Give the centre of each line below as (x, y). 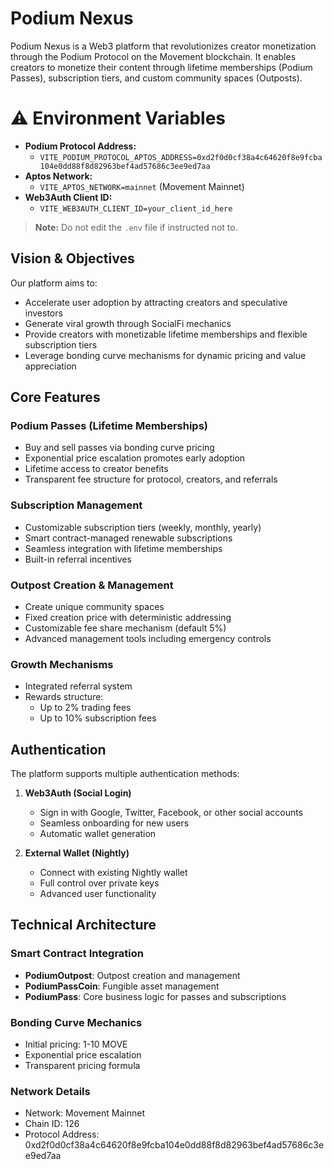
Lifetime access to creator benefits (96, 469)
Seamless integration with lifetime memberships (123, 548)
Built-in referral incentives (78, 559)
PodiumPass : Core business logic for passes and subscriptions (155, 996)
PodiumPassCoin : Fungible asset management (122, 986)
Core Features (55, 397)
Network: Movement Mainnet (84, 1113)
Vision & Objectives (72, 258)
